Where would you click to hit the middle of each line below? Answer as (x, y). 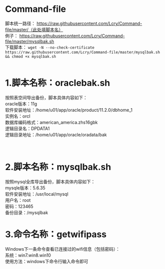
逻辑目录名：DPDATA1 (27, 128)
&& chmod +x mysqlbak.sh (31, 56)
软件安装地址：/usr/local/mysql (37, 194)
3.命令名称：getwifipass (56, 234)
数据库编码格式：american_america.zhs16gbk (51, 122)
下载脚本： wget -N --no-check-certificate (50, 47)
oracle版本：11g (21, 104)
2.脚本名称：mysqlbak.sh (58, 167)
